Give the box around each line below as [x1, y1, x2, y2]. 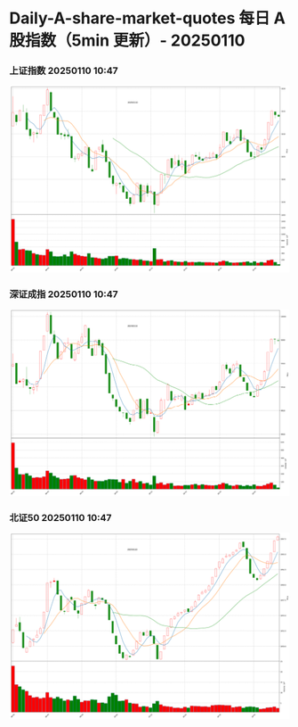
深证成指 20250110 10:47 [9, 288, 118, 301]
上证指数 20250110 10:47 [9, 64, 118, 77]
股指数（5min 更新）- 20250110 [9, 30, 246, 51]
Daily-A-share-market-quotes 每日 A [9, 8, 286, 29]
